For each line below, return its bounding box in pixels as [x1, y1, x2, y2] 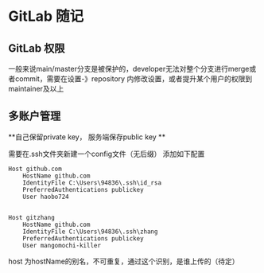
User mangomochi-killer [22, 241, 102, 249]
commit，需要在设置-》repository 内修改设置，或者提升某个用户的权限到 [14, 74, 253, 84]
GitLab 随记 [8, 7, 84, 25]
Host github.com [8, 165, 62, 173]
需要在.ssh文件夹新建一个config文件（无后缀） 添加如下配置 [8, 149, 205, 158]
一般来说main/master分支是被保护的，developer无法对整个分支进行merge [8, 64, 250, 73]
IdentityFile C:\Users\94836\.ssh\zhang [22, 228, 158, 236]
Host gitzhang [8, 213, 56, 221]
